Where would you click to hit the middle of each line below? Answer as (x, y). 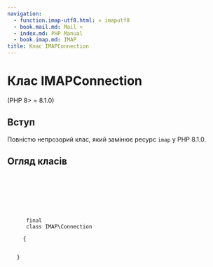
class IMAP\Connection (59, 226)
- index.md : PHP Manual (48, 33)
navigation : (25, 14)
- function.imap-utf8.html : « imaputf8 (72, 20)
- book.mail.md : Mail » (48, 27)
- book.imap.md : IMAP (45, 40)
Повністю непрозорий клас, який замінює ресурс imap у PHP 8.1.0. (107, 139)
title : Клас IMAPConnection (48, 46)
